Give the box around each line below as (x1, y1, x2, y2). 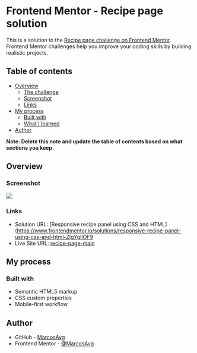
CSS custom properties (14, 294, 72, 301)
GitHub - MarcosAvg (14, 334, 65, 341)
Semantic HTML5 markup (14, 288, 78, 295)
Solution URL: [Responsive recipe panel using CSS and (14, 220, 150, 228)
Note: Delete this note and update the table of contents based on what (6, 138, 183, 145)
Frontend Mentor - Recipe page (6, 4, 163, 18)
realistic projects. (6, 49, 49, 56)
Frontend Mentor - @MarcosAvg (14, 340, 94, 347)
